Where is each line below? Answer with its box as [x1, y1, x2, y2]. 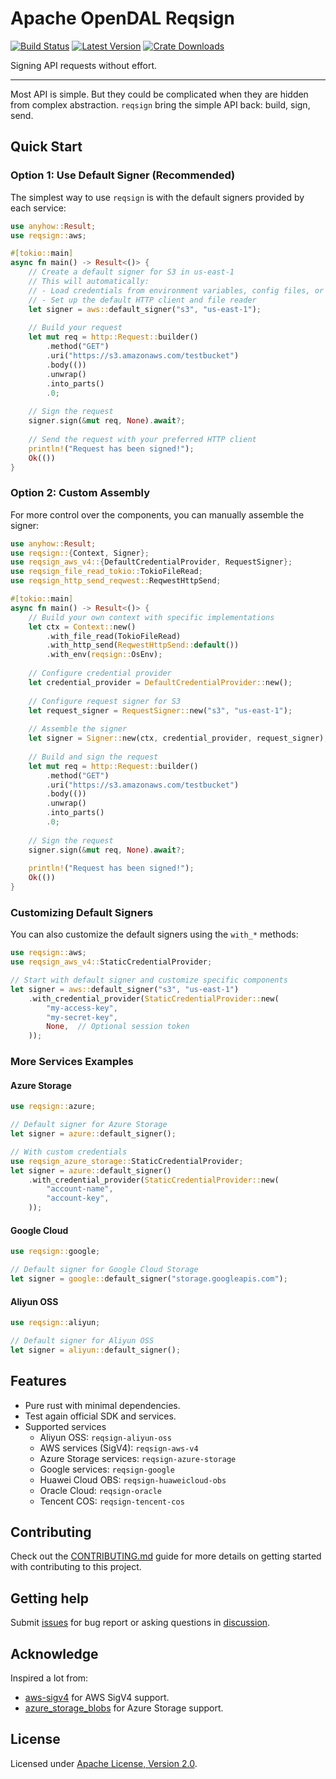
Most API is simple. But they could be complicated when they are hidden [10, 88, 309, 100]
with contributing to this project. [10, 1561, 142, 1573]
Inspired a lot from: [10, 1672, 89, 1684]
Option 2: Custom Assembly [10, 486, 150, 500]
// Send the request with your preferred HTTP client [28, 434, 257, 444]
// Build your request [28, 323, 123, 333]
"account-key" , [46, 1193, 110, 1204]
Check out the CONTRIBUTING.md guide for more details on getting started [10, 1550, 322, 1562]
